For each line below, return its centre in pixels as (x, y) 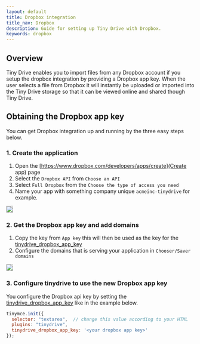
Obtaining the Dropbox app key (65, 117)
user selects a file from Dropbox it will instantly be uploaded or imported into (100, 85)
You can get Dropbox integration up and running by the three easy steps (95, 131)
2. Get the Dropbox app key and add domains (73, 225)
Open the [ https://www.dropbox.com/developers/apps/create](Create (101, 166)
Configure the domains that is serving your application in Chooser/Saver (103, 251)
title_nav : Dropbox (30, 23)
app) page (27, 172)
